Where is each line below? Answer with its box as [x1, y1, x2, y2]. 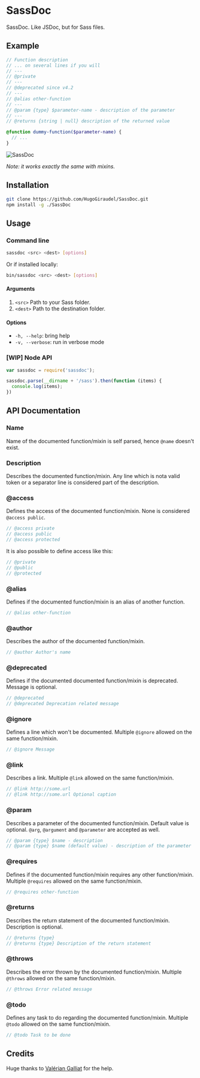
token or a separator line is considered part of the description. [6, 479, 160, 486]
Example [6, 41, 40, 51]
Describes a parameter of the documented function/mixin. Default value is [6, 819, 189, 826]
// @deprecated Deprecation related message [6, 701, 119, 707]
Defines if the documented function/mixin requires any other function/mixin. [6, 871, 194, 878]
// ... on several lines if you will [6, 62, 101, 68]
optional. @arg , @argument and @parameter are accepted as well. [6, 826, 160, 833]
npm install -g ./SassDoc [6, 202, 71, 208]
